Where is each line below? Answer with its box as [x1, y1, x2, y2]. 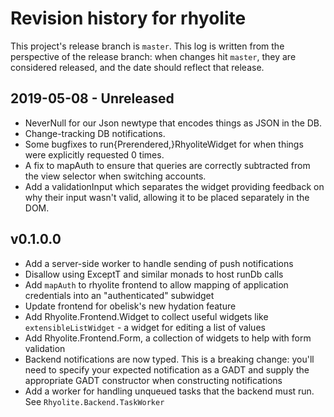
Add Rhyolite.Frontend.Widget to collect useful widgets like [24, 310, 269, 322]
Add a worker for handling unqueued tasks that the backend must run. [24, 385, 315, 397]
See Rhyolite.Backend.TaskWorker [24, 395, 165, 407]
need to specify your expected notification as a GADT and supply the [24, 363, 310, 376]
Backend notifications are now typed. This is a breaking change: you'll [24, 353, 315, 365]
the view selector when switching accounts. [24, 170, 207, 182]
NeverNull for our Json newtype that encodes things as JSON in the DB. [24, 117, 323, 129]
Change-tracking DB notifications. [24, 127, 166, 139]
